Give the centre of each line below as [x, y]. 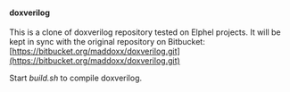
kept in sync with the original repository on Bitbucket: [107, 42]
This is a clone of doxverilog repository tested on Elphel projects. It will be [145, 32]
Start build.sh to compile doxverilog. [76, 78]
